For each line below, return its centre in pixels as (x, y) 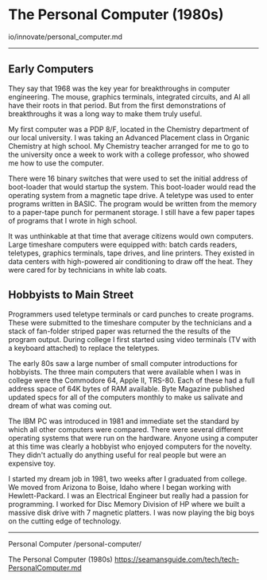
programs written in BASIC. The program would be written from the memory (132, 204)
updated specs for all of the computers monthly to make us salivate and (126, 397)
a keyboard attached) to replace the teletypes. (84, 348)
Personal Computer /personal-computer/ (75, 543)
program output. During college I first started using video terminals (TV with (132, 339)
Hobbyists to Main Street (71, 295)
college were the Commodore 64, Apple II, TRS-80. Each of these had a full (132, 380)
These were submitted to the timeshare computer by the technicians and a (130, 322)
